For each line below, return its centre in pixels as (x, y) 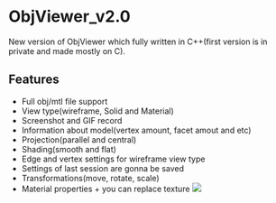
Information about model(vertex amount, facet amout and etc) (136, 130)
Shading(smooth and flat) (69, 149)
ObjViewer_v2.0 (70, 17)
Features (34, 80)
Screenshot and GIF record (72, 120)
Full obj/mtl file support (64, 101)
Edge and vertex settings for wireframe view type (113, 159)
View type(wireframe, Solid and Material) (98, 111)
